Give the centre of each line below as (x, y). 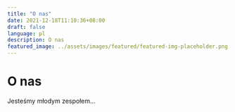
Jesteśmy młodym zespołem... (52, 101)
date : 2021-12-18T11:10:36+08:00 (56, 20)
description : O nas (36, 40)
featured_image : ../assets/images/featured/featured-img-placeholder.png (118, 46)
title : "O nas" (30, 14)
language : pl (26, 33)
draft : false (26, 27)
